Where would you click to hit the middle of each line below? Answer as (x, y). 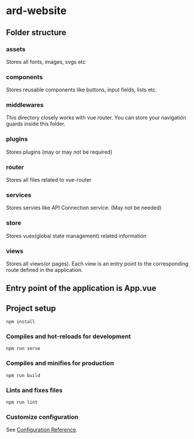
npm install (20, 322)
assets (16, 49)
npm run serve (23, 349)
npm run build (23, 375)
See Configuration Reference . (42, 430)
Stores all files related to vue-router (49, 180)
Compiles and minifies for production (60, 363)
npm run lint (22, 403)
